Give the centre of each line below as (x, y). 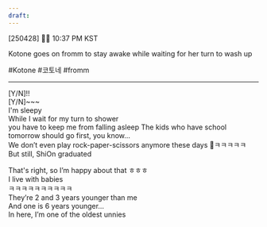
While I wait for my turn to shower (64, 118)
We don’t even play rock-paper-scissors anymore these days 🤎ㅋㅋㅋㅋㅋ (127, 144)
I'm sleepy (25, 110)
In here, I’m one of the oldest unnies (67, 214)
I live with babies (36, 179)
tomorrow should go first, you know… (70, 135)
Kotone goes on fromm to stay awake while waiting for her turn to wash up (130, 53)
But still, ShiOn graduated (50, 154)
